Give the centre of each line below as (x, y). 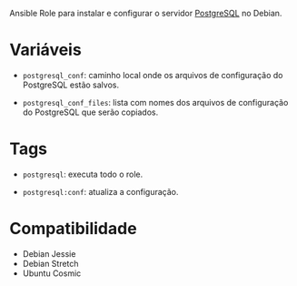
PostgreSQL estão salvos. (71, 85)
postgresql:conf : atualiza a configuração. (100, 191)
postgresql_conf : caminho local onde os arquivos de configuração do (153, 75)
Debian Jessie (49, 253)
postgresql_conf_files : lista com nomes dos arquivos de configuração (155, 102)
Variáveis (45, 50)
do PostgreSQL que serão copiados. (90, 112)
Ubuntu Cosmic (52, 273)
